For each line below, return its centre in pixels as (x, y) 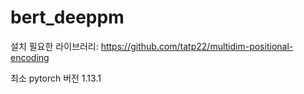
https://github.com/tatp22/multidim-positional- (197, 46)
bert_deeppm (67, 17)
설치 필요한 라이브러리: (54, 46)
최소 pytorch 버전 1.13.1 (56, 78)
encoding (30, 57)
